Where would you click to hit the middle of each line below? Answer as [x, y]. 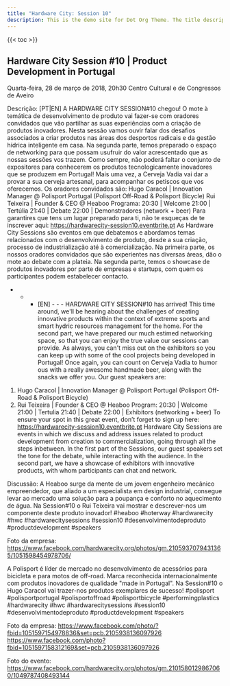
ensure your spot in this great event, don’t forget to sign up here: [108, 420]
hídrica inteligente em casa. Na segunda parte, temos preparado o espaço [112, 145]
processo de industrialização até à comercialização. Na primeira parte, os [111, 247]
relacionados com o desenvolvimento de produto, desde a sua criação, [107, 240]
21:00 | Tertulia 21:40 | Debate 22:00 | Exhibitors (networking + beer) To [118, 412]
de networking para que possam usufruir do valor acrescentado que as [107, 152]
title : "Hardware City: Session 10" [59, 13]
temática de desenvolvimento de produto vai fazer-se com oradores [103, 116]
